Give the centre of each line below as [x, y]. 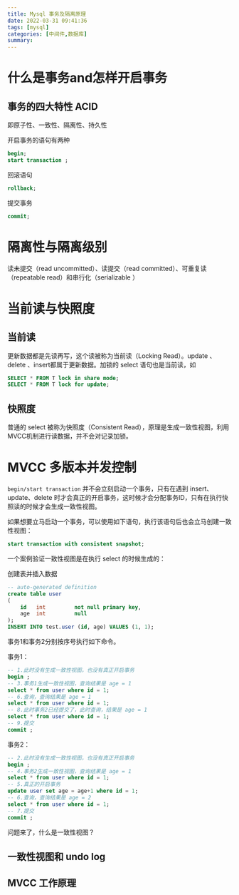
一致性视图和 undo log [57, 856]
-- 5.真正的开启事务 [34, 784]
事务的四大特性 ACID [53, 107]
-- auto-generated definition [52, 587]
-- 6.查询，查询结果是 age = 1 [49, 697]
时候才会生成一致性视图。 [63, 506]
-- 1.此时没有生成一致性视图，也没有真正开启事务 [71, 670]
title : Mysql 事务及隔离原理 [47, 14]
